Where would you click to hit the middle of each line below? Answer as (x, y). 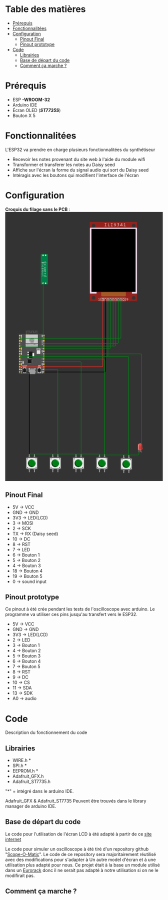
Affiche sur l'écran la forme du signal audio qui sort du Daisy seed (80, 170)
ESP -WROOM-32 (31, 99)
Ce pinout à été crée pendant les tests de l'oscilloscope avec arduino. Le (80, 609)
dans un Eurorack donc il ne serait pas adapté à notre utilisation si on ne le (82, 870)
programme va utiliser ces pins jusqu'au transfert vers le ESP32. (71, 614)
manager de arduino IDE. (31, 806)
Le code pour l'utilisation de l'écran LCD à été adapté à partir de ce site (78, 834)
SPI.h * (19, 765)
